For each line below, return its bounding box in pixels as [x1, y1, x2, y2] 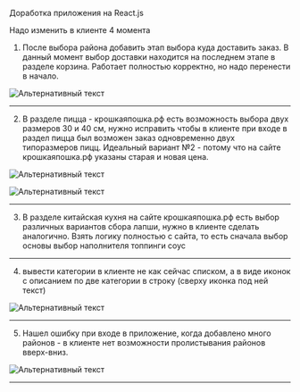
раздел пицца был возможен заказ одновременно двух [21, 133, 235, 143]
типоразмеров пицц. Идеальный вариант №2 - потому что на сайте [21, 142, 281, 153]
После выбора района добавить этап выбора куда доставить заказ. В [21, 42, 289, 53]
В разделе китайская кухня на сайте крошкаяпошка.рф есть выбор [21, 212, 279, 222]
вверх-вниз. [21, 347, 69, 357]
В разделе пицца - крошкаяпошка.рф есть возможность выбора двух [21, 113, 289, 124]
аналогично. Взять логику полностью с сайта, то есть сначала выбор [21, 231, 288, 241]
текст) [21, 285, 46, 296]
